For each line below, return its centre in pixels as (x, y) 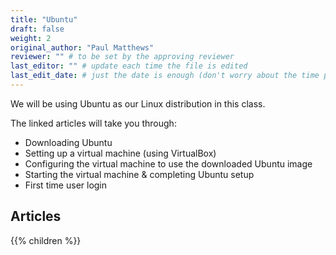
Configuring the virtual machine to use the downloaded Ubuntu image (168, 163)
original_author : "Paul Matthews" (82, 47)
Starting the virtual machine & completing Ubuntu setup (139, 174)
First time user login (66, 185)
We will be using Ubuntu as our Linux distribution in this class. (138, 103)
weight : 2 (31, 38)
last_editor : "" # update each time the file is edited (129, 66)
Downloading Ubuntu (68, 142)
